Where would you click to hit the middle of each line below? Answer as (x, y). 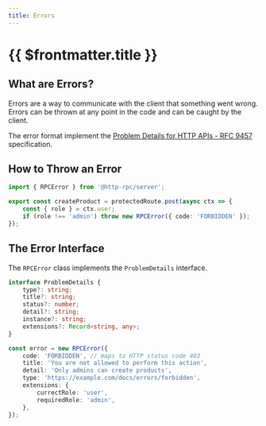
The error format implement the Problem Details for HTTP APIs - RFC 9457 (130, 135)
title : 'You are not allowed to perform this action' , (115, 363)
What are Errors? (51, 84)
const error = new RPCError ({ (58, 348)
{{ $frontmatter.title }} (83, 54)
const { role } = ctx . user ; (69, 209)
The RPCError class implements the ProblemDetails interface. (108, 268)
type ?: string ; (48, 290)
